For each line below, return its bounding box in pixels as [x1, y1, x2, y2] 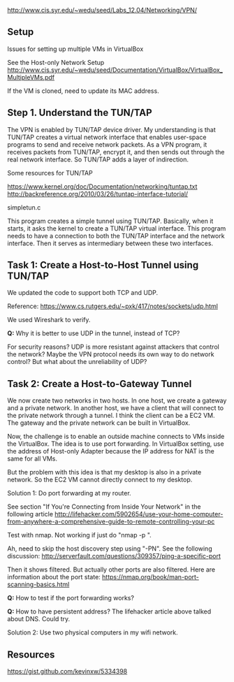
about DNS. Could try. [7, 615, 71, 623]
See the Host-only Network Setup [7, 58, 105, 66]
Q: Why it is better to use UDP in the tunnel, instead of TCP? [7, 329, 180, 338]
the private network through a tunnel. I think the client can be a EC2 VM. [7, 412, 215, 420]
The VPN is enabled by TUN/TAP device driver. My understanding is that [7, 125, 217, 133]
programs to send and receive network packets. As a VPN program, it [7, 140, 207, 149]
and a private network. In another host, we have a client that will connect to [7, 404, 224, 412]
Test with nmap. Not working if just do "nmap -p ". [7, 531, 152, 539]
